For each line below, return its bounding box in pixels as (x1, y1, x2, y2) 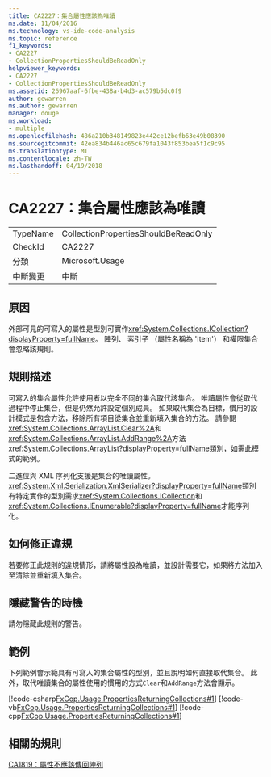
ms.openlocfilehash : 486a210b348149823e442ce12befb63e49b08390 (8, 132, 226, 140)
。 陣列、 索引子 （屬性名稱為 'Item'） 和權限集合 (95, 334, 258, 343)
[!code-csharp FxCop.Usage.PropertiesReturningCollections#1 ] (8, 694, 218, 703)
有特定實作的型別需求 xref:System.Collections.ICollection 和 (8, 490, 203, 501)
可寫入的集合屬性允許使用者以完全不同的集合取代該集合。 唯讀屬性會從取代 (8, 393, 258, 402)
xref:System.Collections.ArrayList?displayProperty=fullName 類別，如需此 (8, 443, 252, 453)
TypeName (12, 228, 54, 239)
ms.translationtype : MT (8, 147, 89, 155)
